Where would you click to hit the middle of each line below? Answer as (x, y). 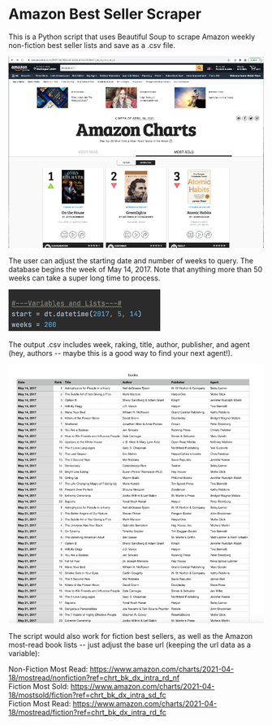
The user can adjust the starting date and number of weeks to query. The (131, 260)
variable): (24, 653)
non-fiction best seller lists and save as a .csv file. (92, 45)
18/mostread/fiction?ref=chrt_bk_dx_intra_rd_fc (87, 713)
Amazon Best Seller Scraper (105, 14)
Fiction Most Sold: (39, 687)
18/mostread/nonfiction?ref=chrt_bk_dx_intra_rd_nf (94, 678)
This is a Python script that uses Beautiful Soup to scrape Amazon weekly (132, 37)
